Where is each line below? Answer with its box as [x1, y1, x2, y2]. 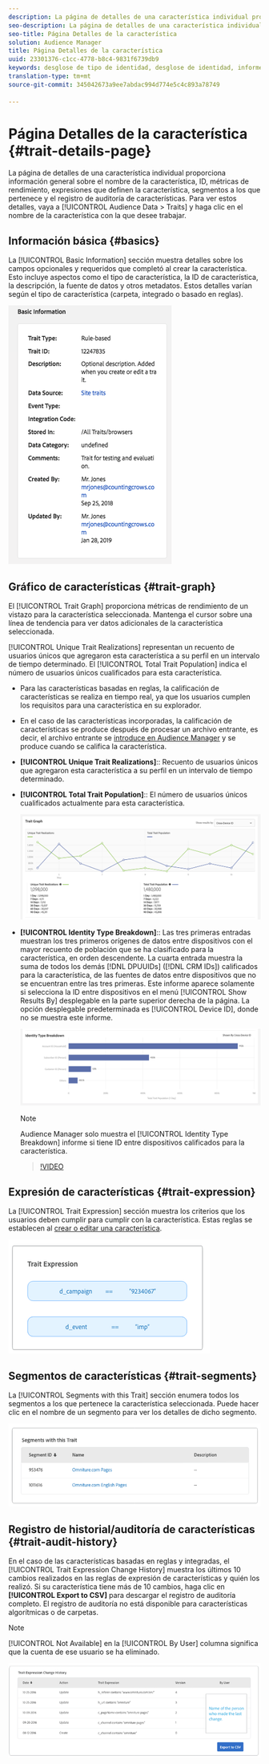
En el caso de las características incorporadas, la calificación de [19, 716, 232, 726]
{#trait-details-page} [8, 141, 152, 160]
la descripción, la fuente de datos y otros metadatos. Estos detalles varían [8, 281, 252, 290]
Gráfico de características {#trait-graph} [8, 580, 216, 594]
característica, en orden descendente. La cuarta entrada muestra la [19, 953, 243, 963]
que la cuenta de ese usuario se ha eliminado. [8, 1647, 160, 1657]
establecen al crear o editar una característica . [8, 1223, 163, 1233]
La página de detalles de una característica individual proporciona [8, 168, 227, 178]
